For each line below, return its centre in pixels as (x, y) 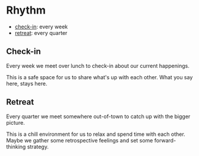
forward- (165, 140)
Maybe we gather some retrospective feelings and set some (80, 140)
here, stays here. (27, 83)
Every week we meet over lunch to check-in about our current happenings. (98, 66)
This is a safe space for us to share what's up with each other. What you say (99, 77)
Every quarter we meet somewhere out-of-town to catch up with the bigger (98, 116)
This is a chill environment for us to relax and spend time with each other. (96, 134)
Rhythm (26, 10)
